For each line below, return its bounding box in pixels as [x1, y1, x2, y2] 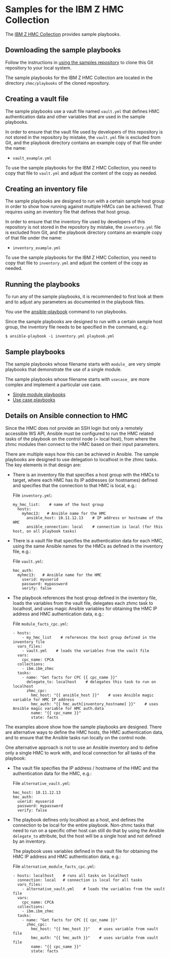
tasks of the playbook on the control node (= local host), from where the [5, 435, 156, 442]
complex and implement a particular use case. [5, 382, 102, 388]
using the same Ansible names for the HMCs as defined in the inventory [12, 543, 163, 549]
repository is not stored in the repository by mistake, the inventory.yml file [5, 224, 161, 230]
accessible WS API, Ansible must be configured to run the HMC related [5, 430, 154, 436]
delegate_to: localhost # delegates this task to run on [26, 679, 156, 685]
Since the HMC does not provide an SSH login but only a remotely [5, 425, 143, 431]
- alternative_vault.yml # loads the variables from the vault [22, 886, 165, 892]
